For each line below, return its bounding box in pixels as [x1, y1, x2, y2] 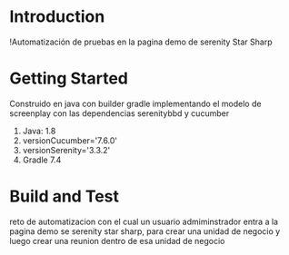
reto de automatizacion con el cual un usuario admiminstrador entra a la [9, 216, 279, 227]
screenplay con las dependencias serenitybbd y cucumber [9, 107, 230, 119]
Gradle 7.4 [22, 154, 62, 165]
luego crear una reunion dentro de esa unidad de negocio [9, 235, 225, 246]
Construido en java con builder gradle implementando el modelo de [9, 98, 262, 109]
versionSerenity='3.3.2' [22, 144, 111, 155]
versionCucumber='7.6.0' [22, 134, 118, 146]
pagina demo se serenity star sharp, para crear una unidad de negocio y [9, 225, 281, 237]
